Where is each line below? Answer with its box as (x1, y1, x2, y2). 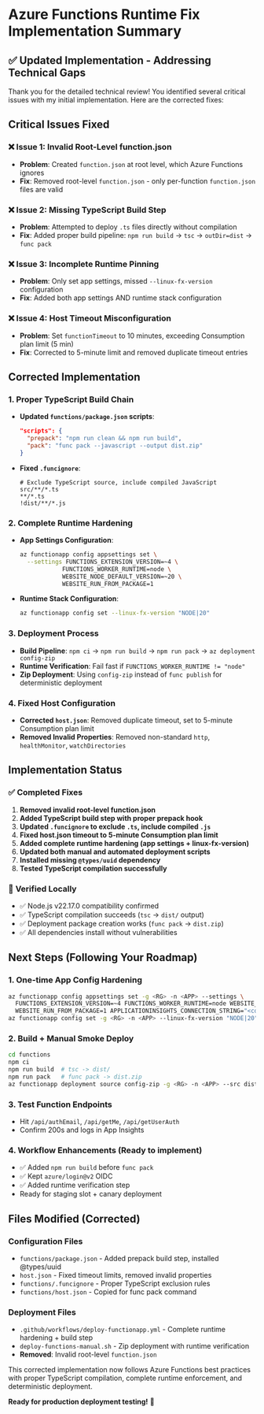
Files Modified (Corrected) (8, 1212, 141, 1226)
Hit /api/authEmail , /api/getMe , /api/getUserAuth (19, 1117, 180, 1126)
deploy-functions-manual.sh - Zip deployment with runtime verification (19, 1342, 250, 1351)
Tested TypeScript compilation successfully (19, 863, 167, 873)
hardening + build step (19, 1333, 93, 1342)
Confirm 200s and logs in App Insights (19, 1125, 145, 1135)
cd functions (8, 1051, 51, 1059)
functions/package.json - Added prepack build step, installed (19, 1254, 219, 1264)
